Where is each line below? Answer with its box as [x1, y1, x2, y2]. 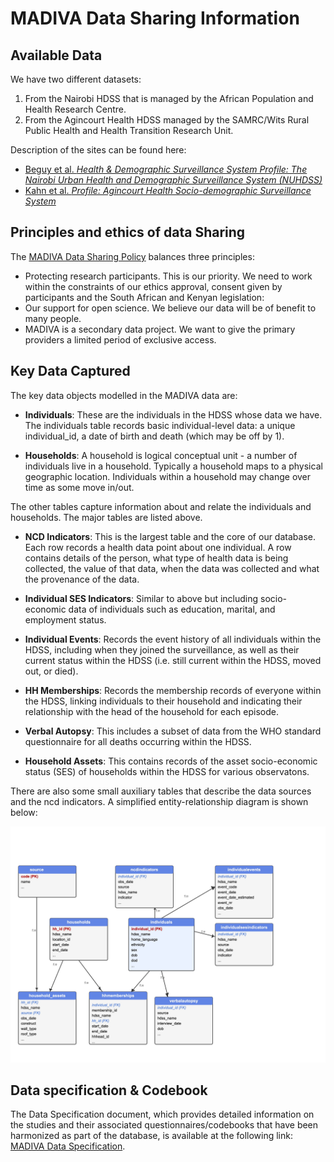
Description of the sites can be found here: [10, 144, 187, 156]
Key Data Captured [10, 363, 131, 380]
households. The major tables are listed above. [10, 511, 203, 523]
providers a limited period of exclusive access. [24, 333, 217, 346]
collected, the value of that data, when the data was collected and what [24, 562, 320, 574]
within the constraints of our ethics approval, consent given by [24, 280, 283, 292]
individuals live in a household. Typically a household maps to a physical [24, 460, 323, 472]
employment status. [24, 613, 107, 626]
